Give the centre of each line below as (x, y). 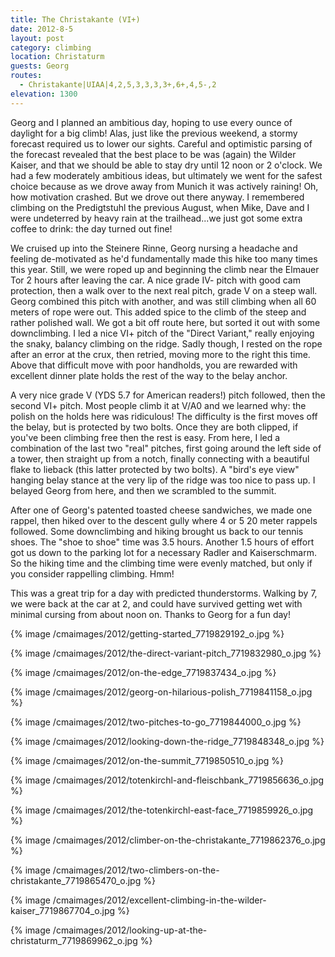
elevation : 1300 (44, 94)
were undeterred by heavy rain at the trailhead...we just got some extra (156, 218)
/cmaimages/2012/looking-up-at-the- (130, 930)
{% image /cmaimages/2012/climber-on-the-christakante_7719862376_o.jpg (168, 840)
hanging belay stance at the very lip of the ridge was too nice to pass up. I (163, 480)
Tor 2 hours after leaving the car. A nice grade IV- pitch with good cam (155, 280)
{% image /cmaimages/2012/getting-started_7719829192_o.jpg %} (147, 633)
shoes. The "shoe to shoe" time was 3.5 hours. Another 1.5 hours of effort (162, 542)
